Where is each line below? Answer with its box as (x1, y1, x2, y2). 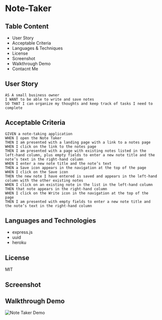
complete (5, 105, 23, 110)
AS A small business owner (5, 92, 60, 97)
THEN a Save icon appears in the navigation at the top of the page (5, 165, 146, 170)
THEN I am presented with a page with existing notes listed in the (5, 148, 146, 153)
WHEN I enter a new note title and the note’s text (5, 161, 112, 166)
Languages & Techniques (12, 46, 63, 51)
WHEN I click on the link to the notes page (5, 144, 97, 149)
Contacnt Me (12, 66, 38, 72)
